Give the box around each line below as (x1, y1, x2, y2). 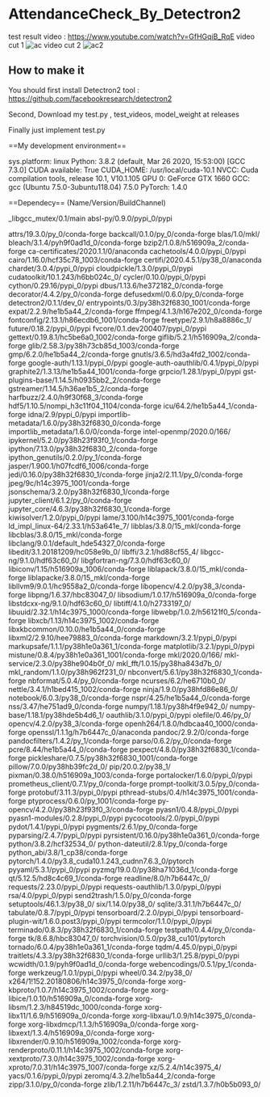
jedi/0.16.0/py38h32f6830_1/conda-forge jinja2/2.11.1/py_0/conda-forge (8, 470, 243, 479)
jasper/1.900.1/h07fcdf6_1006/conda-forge (8, 461, 149, 470)
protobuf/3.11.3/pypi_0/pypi (27, 787, 118, 797)
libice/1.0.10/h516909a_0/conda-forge (8, 994, 134, 1003)
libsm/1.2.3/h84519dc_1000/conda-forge (8, 1002, 143, 1011)
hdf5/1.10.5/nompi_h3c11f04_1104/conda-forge (8, 401, 162, 411)
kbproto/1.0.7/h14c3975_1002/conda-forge (8, 985, 149, 994)
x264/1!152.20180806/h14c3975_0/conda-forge (8, 976, 167, 986)
